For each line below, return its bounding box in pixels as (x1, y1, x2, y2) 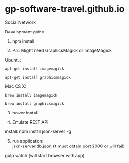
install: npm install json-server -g (5, 129, 72, 134)
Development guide (5, 29, 45, 34)
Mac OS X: (5, 83, 27, 89)
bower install (12, 110, 38, 115)
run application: (12, 138, 44, 144)
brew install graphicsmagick (5, 101, 64, 106)
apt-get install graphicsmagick (5, 75, 71, 80)
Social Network (5, 19, 36, 25)
